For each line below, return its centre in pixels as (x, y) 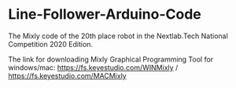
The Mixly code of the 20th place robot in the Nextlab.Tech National (118, 36)
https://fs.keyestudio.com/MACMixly (68, 76)
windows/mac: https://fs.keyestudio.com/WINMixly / (93, 67)
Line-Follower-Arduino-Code (105, 14)
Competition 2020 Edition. (50, 44)
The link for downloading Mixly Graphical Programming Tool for (111, 59)
